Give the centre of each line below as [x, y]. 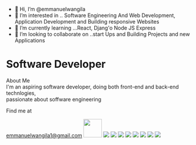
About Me [18, 80]
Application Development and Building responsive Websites [87, 22]
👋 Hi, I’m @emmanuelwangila [50, 9]
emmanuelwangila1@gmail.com [44, 135]
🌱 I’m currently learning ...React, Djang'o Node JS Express [85, 28]
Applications [30, 40]
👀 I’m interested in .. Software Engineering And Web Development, [95, 15]
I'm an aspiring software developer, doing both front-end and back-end [93, 87]
